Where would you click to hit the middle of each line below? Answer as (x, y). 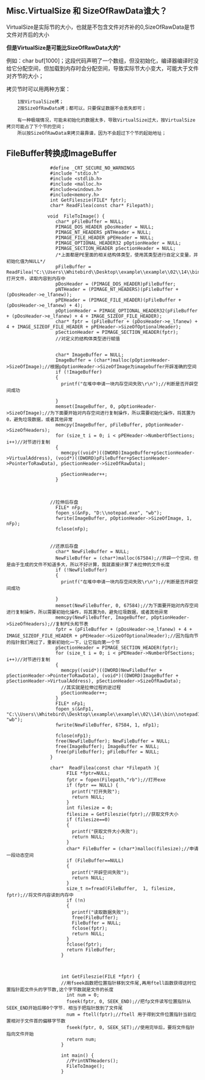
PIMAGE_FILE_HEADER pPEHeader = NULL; (105, 238)
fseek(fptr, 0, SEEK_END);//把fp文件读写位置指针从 (129, 1001)
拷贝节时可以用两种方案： (38, 89)
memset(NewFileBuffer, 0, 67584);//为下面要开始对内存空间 (127, 605)
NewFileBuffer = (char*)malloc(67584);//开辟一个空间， (124, 558)
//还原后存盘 (64, 546)
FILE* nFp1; (70, 703)
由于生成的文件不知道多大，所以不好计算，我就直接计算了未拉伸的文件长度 (90, 565)
